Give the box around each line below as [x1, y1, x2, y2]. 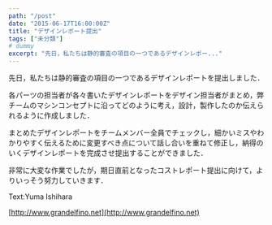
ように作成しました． [22, 110, 94, 120]
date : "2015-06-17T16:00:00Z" [8, 19, 111, 28]
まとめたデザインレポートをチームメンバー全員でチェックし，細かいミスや [8, 128, 257, 137]
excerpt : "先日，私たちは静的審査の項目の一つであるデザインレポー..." [8, 50, 223, 58]
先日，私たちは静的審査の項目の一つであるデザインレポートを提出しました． [8, 73, 265, 82]
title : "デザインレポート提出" [8, 27, 102, 35]
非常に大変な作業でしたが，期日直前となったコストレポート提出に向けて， [8, 166, 257, 175]
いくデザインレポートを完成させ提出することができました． [8, 148, 208, 158]
